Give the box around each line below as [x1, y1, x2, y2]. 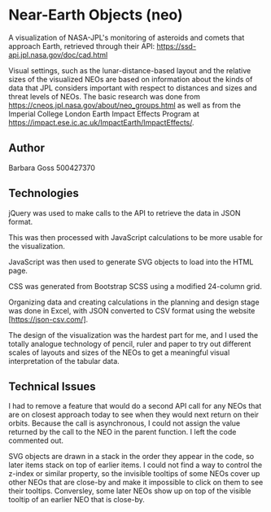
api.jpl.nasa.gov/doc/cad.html [8, 50, 108, 59]
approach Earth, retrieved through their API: [8, 41, 155, 50]
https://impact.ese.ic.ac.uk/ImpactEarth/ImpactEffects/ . [8, 117, 195, 127]
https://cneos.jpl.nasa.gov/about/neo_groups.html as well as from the [8, 100, 242, 110]
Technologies [8, 186, 80, 200]
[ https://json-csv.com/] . [8, 314, 89, 324]
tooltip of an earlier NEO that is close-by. [8, 495, 145, 505]
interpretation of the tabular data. [8, 356, 120, 365]
